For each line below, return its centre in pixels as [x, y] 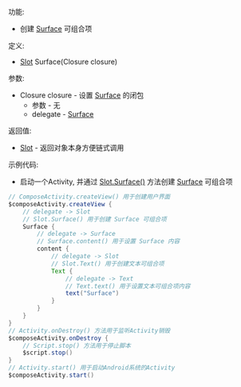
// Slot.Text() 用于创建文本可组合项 [108, 263]
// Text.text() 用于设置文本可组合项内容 [128, 286]
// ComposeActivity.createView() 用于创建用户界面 [89, 197]
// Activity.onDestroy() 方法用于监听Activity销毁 [89, 330]
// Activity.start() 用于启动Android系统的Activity [92, 368]
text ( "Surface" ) [92, 293]
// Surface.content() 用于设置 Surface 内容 [109, 241]
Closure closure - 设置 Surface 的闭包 [82, 95]
